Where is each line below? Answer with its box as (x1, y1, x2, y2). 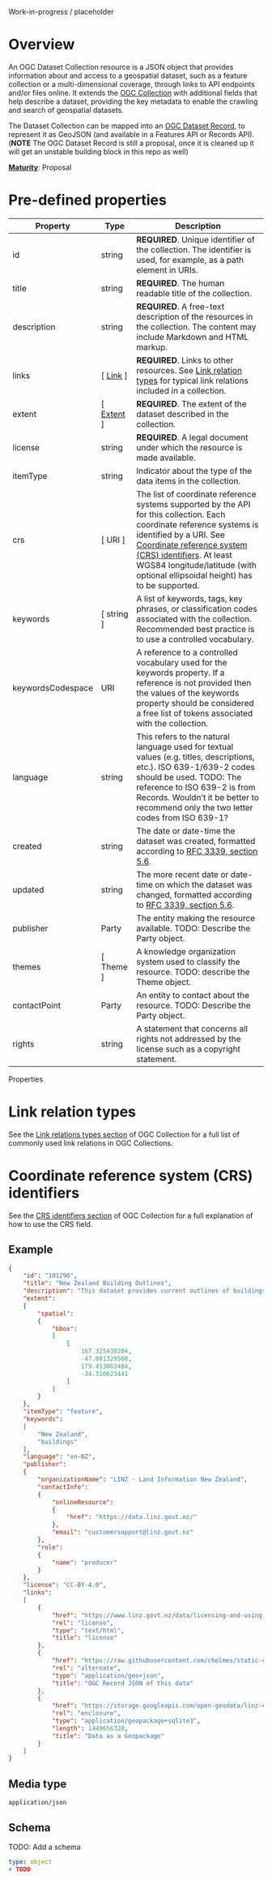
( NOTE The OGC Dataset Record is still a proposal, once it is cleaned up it (8, 138, 254, 148)
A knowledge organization (136, 945, 236, 957)
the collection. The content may (136, 321, 257, 332)
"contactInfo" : (37, 1482, 89, 1491)
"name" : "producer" (51, 1558, 117, 1567)
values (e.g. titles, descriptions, (136, 751, 255, 762)
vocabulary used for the (136, 656, 227, 668)
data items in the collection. (136, 475, 241, 486)
